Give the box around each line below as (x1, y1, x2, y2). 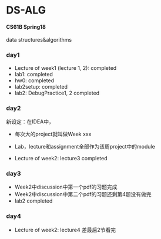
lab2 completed (14, 197, 53, 204)
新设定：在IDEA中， (6, 118, 54, 125)
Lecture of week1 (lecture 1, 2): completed (14, 64, 117, 71)
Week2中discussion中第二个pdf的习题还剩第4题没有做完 (14, 191, 152, 198)
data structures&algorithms (6, 36, 72, 43)
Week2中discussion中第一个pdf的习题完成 (14, 183, 118, 191)
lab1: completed (14, 70, 53, 78)
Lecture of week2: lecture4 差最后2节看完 (14, 226, 116, 233)
